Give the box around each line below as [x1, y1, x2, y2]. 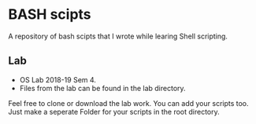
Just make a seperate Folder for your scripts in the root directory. [8, 107, 221, 116]
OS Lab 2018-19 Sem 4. [19, 75, 97, 84]
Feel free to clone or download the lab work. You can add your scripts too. [8, 98, 250, 108]
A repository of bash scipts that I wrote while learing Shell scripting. [8, 31, 228, 41]
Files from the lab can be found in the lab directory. [19, 83, 187, 93]
